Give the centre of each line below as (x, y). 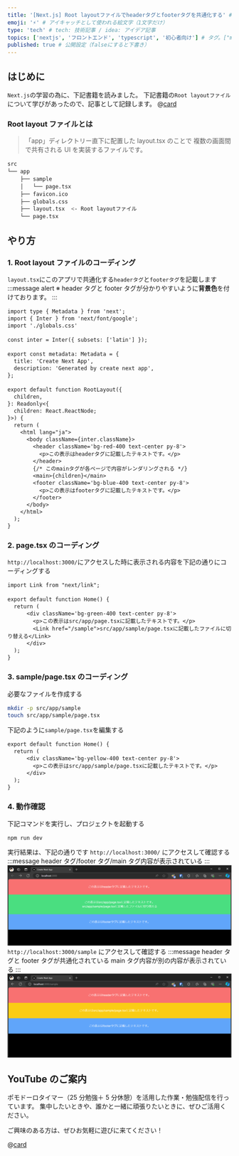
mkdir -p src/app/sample (44, 708)
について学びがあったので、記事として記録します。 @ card (92, 104)
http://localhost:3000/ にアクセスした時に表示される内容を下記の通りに (114, 562)
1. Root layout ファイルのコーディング (72, 262)
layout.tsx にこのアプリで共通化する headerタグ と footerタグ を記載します (112, 279)
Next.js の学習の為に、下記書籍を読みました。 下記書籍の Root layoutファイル (119, 95)
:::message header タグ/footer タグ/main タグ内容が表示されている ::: (109, 861)
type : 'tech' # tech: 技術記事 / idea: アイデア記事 (82, 30)
